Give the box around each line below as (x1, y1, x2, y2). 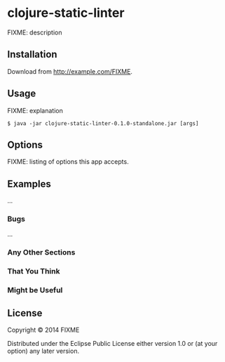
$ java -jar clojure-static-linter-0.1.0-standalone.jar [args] (7, 119, 199, 127)
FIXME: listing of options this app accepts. (7, 157, 129, 166)
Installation (7, 49, 57, 60)
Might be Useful (7, 285, 63, 295)
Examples (7, 178, 51, 190)
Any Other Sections (7, 247, 76, 257)
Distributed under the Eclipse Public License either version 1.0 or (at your (7, 340, 218, 348)
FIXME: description (7, 28, 62, 37)
